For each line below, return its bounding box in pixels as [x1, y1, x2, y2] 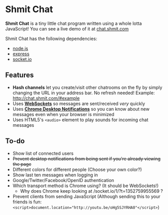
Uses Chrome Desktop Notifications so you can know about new [12, 105, 150, 112]
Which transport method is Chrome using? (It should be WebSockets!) [12, 183, 159, 189]
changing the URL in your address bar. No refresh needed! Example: [12, 90, 155, 96]
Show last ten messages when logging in [12, 171, 98, 178]
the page [12, 161, 32, 167]
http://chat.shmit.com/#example [12, 95, 80, 101]
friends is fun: [12, 199, 42, 205]
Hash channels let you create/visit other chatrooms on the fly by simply [12, 84, 163, 90]
